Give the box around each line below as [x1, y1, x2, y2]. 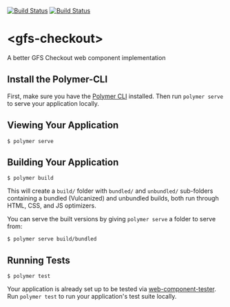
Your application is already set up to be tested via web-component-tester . [7, 285, 217, 293]
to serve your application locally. [7, 99, 100, 107]
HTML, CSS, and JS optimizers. [7, 201, 96, 210]
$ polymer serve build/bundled [7, 236, 97, 243]
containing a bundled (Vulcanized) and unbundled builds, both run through [7, 194, 219, 203]
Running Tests [7, 254, 70, 266]
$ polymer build [7, 175, 54, 182]
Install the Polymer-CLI [7, 73, 108, 86]
